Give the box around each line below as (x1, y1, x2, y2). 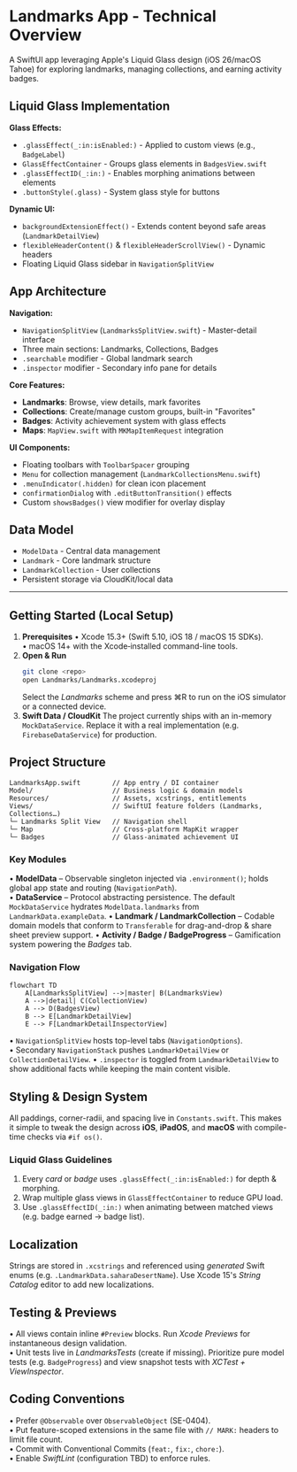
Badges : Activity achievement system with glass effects (21, 415, 227, 426)
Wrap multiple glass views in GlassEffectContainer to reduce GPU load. (21, 1192, 284, 1203)
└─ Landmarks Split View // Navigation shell (9, 817, 188, 826)
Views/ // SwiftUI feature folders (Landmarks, (9, 801, 263, 811)
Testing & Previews (9, 1305, 118, 1320)
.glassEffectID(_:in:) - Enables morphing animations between (21, 167, 255, 178)
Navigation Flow (9, 960, 81, 973)
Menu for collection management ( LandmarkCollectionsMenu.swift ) (21, 468, 261, 479)
